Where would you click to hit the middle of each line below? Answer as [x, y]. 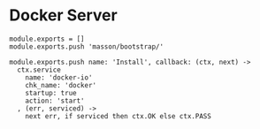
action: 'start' [55, 101]
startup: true [51, 93]
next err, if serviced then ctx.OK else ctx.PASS [119, 116]
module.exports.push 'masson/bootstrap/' [87, 46]
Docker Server [63, 15]
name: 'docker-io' [59, 77]
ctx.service [39, 70]
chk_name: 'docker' [61, 85]
